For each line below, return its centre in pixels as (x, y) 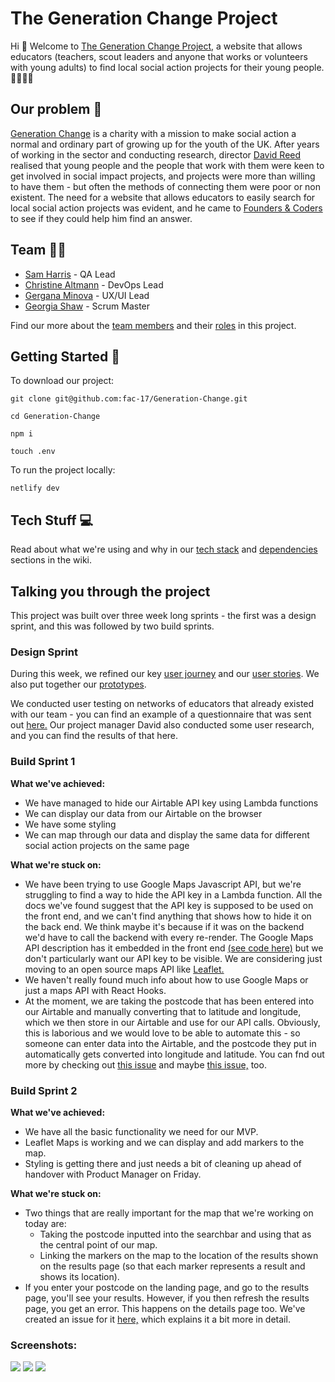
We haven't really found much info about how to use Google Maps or (166, 979)
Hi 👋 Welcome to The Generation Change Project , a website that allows (156, 46)
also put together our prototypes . (78, 684)
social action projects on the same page (107, 845)
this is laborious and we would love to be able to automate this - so (162, 1033)
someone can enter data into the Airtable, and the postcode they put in (170, 1043)
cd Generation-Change (55, 417)
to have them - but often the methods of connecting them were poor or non (166, 186)
